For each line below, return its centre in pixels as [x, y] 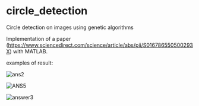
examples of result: [30, 63]
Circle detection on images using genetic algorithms [70, 27]
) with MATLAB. [29, 51]
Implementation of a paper [39, 38]
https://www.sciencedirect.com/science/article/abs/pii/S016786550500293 [100, 45]
